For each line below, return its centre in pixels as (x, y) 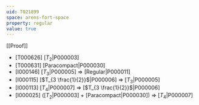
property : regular (29, 23)
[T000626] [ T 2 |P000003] (47, 58)
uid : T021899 (23, 12)
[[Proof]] (17, 46)
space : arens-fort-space (38, 17)
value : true (21, 29)
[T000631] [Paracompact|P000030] (60, 65)
